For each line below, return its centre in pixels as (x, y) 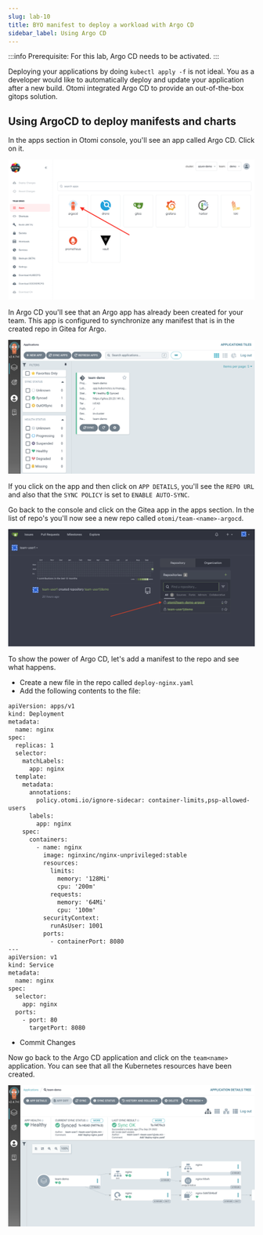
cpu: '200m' (77, 887)
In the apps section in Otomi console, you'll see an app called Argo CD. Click (131, 140)
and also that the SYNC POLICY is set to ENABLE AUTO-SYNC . (99, 495)
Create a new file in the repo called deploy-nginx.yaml (106, 682)
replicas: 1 (35, 745)
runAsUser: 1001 (76, 926)
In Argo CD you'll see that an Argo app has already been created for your (126, 312)
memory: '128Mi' (84, 879)
